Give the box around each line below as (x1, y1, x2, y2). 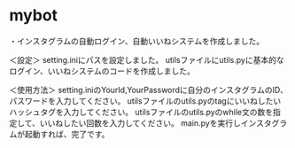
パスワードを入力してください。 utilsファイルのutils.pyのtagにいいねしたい (9, 95, 282, 106)
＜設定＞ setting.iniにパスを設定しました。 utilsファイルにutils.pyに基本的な (9, 54, 285, 65)
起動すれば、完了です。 (24, 129, 110, 139)
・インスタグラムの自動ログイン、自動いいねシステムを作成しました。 (9, 35, 265, 46)
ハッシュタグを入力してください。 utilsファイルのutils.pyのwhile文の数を (9, 106, 274, 117)
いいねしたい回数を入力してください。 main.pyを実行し (39, 117, 241, 129)
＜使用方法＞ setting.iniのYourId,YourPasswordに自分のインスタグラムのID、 (9, 84, 289, 95)
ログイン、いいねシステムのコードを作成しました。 (9, 66, 195, 76)
